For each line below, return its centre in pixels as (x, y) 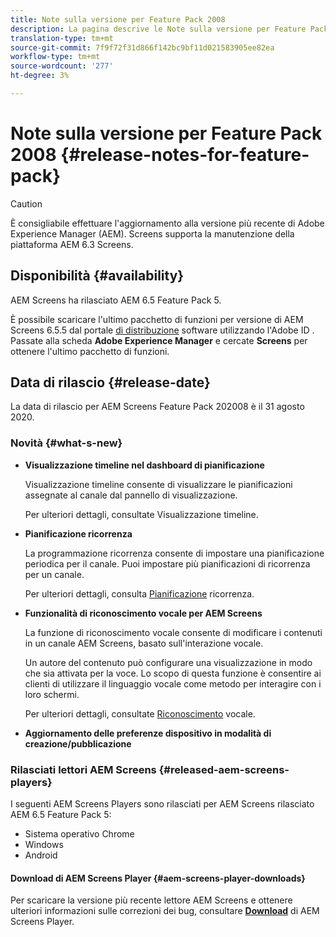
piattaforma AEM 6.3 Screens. (72, 244)
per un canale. (54, 574)
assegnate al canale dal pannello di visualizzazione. (131, 495)
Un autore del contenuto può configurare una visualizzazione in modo (168, 662)
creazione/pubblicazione (78, 743)
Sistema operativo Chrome (79, 834)
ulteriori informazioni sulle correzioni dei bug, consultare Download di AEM (165, 911)
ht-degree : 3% (40, 76)
